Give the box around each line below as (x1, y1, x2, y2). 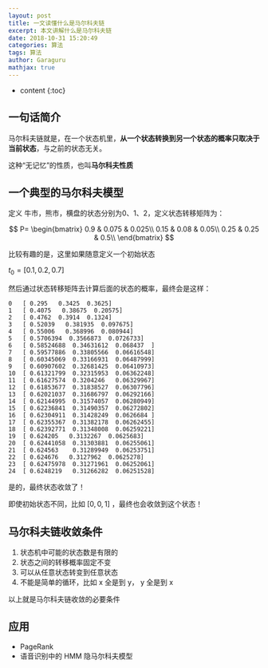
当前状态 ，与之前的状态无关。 (8, 143, 106, 152)
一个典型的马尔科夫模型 (8, 185, 124, 200)
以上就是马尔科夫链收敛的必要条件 (8, 594, 120, 603)
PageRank (19, 642, 54, 651)
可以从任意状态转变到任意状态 (19, 567, 118, 577)
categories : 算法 (8, 42, 64, 49)
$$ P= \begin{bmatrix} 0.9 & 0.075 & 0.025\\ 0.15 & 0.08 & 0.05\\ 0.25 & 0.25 (9, 224, 259, 234)
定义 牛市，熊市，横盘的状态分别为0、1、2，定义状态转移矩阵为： (8, 208, 225, 218)
